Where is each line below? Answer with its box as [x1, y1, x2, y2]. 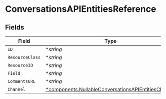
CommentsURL [7, 79, 36, 84]
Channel [7, 87, 26, 92]
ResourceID [7, 63, 33, 68]
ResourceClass [7, 55, 41, 60]
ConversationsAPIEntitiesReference [5, 3, 157, 15]
